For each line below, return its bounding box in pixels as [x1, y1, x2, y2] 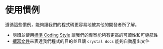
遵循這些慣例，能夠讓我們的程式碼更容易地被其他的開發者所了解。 [5, 22, 139, 27]
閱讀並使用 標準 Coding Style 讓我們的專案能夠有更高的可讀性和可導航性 [12, 32, 158, 38]
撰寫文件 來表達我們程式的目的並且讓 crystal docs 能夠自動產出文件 [12, 38, 150, 44]
